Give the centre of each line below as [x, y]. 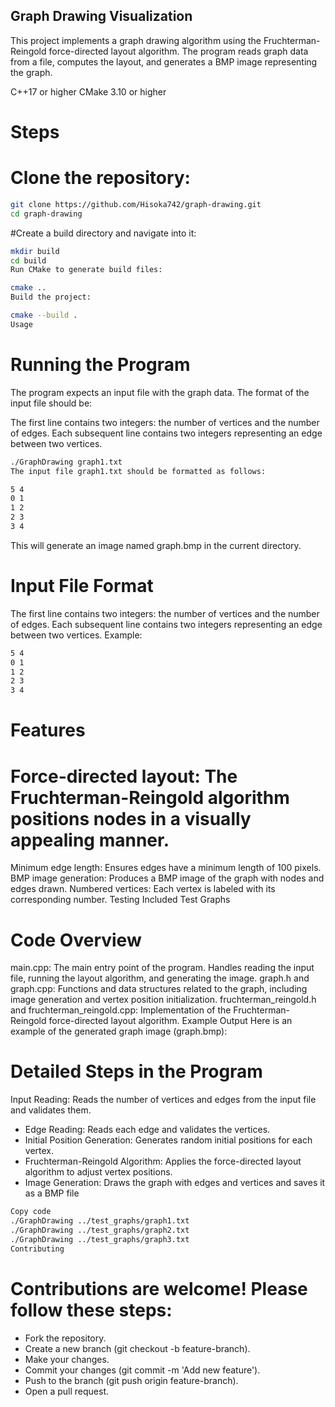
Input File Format [82, 586]
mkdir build [35, 251]
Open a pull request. [67, 1391]
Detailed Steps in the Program [136, 1071]
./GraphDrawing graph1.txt [66, 462]
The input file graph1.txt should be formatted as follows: [138, 471]
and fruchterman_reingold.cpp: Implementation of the [121, 1010]
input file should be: [51, 403]
